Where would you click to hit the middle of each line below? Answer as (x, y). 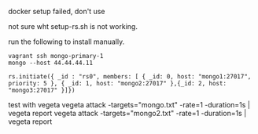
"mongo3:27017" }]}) (42, 90)
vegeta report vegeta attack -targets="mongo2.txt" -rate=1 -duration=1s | (127, 113)
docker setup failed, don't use (57, 11)
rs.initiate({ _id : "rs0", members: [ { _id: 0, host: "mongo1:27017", (130, 77)
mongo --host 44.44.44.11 (50, 63)
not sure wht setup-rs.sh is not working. (73, 26)
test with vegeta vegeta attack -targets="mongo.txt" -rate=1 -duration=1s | (129, 105)
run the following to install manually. (66, 42)
